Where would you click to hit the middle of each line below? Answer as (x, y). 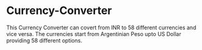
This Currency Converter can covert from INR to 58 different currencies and (101, 27)
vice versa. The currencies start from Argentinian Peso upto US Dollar (94, 34)
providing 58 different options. (44, 40)
